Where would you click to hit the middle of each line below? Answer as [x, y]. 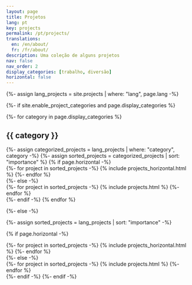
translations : [24, 39]
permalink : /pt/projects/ [38, 34]
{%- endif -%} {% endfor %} [41, 199]
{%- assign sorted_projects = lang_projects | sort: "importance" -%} [89, 222]
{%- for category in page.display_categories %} [64, 117]
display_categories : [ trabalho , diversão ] [59, 72]
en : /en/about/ [30, 45]
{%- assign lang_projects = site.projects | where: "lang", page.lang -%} [92, 94]
